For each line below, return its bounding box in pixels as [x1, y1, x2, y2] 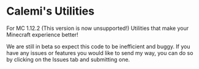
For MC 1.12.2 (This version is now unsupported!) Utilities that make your [6, 24, 189, 32]
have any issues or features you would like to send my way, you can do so [6, 49, 193, 56]
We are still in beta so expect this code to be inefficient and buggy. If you [6, 43, 190, 50]
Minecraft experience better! [6, 31, 78, 38]
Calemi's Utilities [6, 4, 95, 18]
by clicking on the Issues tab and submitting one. [6, 56, 130, 63]
